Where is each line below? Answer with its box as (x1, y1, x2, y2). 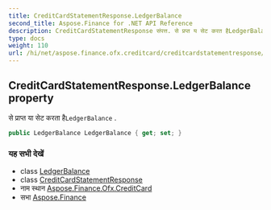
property (8, 92, 54, 105)
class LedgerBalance (19, 166, 90, 175)
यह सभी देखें (8, 148, 44, 159)
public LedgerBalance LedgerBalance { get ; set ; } (8, 129, 182, 137)
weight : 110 (8, 42, 48, 50)
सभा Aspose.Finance (19, 192, 87, 202)
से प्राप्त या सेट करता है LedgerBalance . (8, 113, 117, 122)
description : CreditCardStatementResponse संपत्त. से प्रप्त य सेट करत (8, 27, 223, 35)
